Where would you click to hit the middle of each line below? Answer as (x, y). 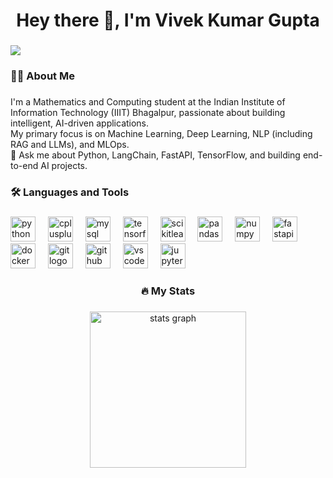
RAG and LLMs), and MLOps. (70, 144)
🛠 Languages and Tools (70, 192)
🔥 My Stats (168, 291)
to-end (24, 165)
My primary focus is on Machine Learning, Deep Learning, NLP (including (161, 133)
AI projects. (64, 165)
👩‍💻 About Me (42, 76)
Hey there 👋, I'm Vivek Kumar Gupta (168, 20)
